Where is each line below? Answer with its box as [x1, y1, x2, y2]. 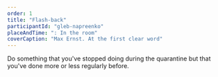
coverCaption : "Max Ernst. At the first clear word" [7, 36, 163, 43]
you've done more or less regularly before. [7, 62, 130, 70]
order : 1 [7, 10, 33, 17]
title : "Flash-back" [7, 16, 67, 23]
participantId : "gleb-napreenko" [7, 23, 104, 30]
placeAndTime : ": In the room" [7, 29, 98, 36]
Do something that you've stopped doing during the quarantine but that [7, 54, 211, 63]
